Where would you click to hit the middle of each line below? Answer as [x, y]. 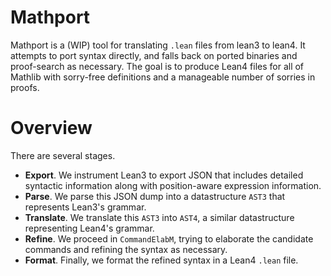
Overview [51, 128]
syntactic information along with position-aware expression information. [173, 185]
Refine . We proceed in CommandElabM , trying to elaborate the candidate [169, 238]
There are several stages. [63, 155]
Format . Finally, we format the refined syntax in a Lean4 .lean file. [161, 260]
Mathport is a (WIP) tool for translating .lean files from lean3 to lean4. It [158, 45]
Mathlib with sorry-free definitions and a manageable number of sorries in [163, 77]
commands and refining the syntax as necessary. [126, 249]
